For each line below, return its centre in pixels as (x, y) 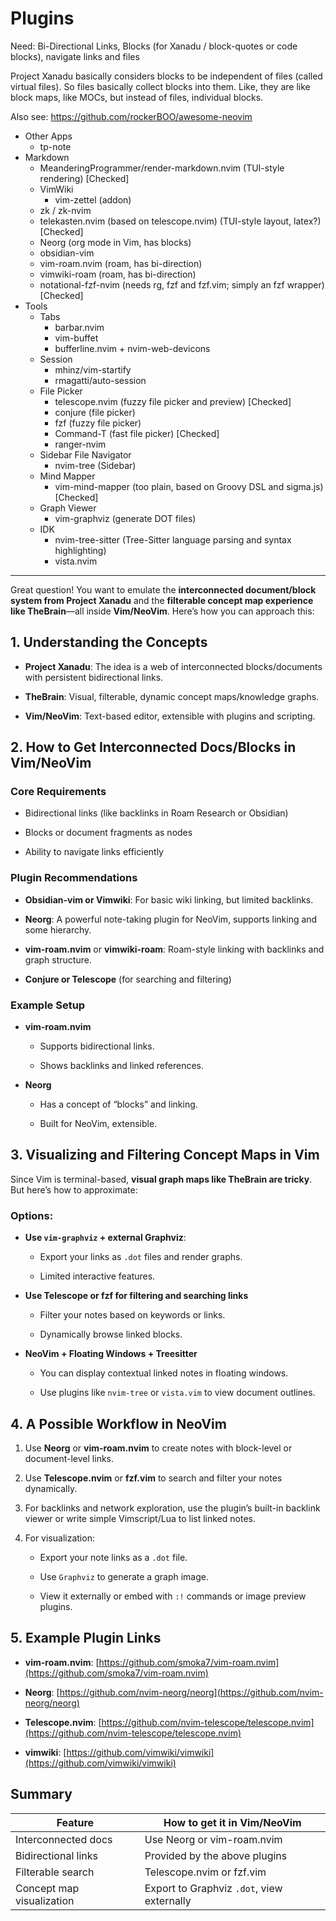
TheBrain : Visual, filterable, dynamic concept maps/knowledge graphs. (172, 696)
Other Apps (48, 136)
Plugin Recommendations (74, 878)
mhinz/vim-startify (93, 369)
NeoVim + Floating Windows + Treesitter (111, 1354)
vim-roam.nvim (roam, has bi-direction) (121, 263)
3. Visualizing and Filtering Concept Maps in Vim (165, 1155)
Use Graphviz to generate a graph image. (124, 1576)
